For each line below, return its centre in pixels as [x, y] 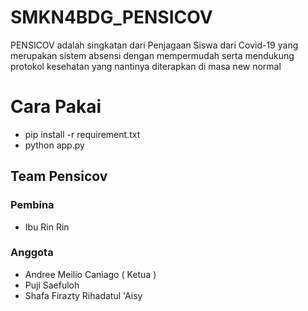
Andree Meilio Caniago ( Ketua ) [90, 274]
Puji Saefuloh [52, 285]
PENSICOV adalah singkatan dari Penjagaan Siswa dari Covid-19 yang [154, 45]
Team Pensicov [59, 176]
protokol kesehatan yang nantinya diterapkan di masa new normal [146, 66]
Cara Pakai [56, 107]
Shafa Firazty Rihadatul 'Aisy [83, 295]
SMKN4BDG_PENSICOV [111, 17]
